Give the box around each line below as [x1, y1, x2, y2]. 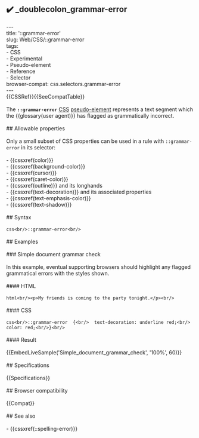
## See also [6, 412, 36, 419]
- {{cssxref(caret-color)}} [6, 175, 69, 183]
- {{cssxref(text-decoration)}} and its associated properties [6, 188, 152, 195]
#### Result [6, 336, 37, 343]
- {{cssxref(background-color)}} [6, 163, 86, 170]
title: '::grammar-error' [6, 29, 61, 36]
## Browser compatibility [6, 387, 68, 394]
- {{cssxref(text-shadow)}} [6, 201, 72, 208]
